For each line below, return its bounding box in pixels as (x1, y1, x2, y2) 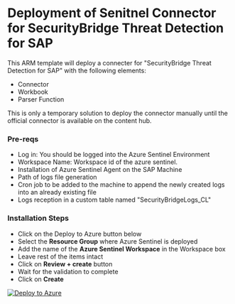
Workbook (17, 87, 48, 96)
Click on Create (17, 275, 64, 283)
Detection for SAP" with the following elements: (7, 66, 147, 75)
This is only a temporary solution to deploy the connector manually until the (7, 109, 229, 117)
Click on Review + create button (17, 259, 113, 268)
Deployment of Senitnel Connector (7, 5, 217, 21)
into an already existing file (17, 188, 97, 197)
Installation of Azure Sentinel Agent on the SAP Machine (17, 165, 182, 174)
